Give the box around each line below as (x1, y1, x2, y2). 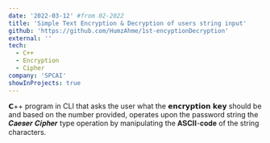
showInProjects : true (8, 79, 81, 87)
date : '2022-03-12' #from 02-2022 (8, 11, 125, 20)
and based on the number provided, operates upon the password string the (8, 109, 259, 119)
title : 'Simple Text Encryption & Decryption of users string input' (8, 19, 247, 27)
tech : (8, 42, 27, 50)
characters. (8, 127, 47, 137)
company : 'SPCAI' (8, 71, 67, 80)
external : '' (8, 34, 52, 43)
